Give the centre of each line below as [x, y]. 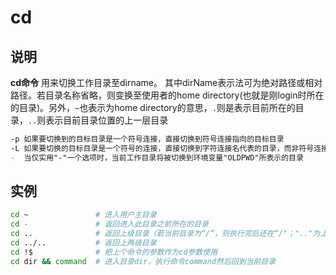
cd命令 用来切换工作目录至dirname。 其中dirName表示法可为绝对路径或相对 [166, 82]
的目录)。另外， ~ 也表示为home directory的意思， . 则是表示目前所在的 [153, 107]
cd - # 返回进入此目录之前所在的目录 [109, 224]
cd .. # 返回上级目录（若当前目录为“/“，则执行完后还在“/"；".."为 [165, 234]
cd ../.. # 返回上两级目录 [83, 243]
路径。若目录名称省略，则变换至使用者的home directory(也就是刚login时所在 [167, 95]
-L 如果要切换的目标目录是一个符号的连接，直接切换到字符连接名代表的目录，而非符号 [162, 148]
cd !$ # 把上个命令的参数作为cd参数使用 [114, 252]
